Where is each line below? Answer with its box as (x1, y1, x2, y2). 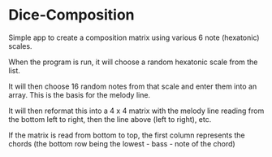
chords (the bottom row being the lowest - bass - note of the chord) (8, 138, 235, 148)
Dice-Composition (8, 6, 136, 24)
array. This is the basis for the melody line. (8, 89, 151, 99)
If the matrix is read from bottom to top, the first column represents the (8, 130, 245, 140)
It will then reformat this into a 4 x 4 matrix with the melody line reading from (8, 106, 265, 116)
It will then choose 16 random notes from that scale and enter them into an (8, 81, 257, 91)
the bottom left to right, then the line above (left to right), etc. (8, 114, 212, 124)
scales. (8, 41, 32, 50)
